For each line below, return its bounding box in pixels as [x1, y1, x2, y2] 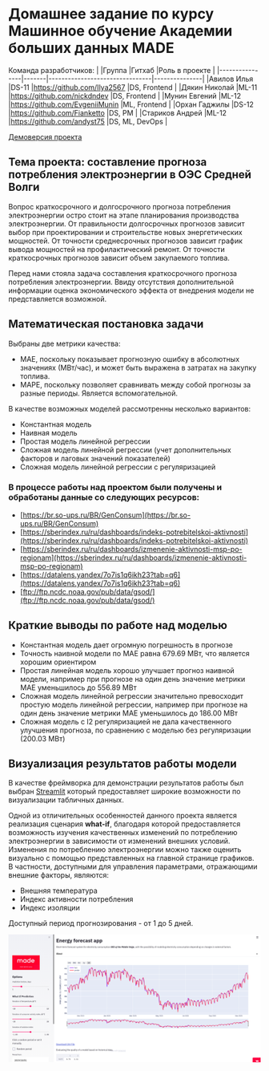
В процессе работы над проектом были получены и [8, 482, 223, 493]
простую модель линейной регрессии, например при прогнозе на [19, 700, 248, 709]
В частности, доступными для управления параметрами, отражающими [8, 862, 258, 871]
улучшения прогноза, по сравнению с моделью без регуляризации [19, 725, 251, 735]
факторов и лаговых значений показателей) [19, 453, 171, 463]
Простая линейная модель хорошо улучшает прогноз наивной [19, 665, 235, 675]
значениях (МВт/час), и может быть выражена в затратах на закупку [19, 363, 257, 372]
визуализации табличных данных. [8, 795, 124, 805]
